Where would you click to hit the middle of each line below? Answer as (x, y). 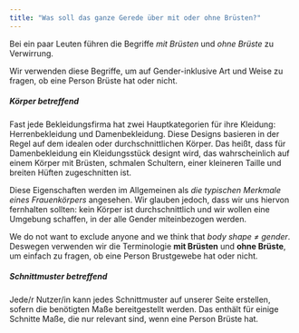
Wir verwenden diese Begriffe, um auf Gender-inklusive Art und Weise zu (146, 71)
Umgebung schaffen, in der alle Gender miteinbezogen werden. (128, 219)
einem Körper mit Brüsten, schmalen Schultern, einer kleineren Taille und (145, 162)
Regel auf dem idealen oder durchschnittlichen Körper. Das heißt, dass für (148, 143)
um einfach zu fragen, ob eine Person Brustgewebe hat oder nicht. (134, 256)
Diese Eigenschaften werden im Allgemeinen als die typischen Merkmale (145, 190)
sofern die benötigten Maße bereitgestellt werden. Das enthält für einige (144, 309)
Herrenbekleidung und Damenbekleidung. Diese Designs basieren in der (145, 133)
